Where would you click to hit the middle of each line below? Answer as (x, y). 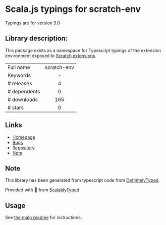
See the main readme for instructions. (44, 218)
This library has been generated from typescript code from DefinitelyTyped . (83, 180)
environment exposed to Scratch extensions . (51, 56)
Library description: (36, 38)
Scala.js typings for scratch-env (73, 9)
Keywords (19, 75)
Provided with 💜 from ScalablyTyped (42, 190)
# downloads (23, 99)
